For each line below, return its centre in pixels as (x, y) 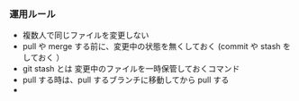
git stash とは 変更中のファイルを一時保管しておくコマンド (131, 69)
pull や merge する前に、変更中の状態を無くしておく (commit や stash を (156, 46)
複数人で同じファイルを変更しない (86, 35)
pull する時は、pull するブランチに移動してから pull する (126, 80)
